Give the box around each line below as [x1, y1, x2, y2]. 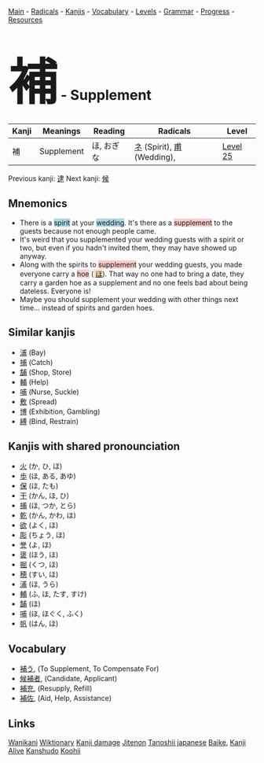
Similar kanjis [8, 326, 76, 339]
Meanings [42, 125, 81, 136]
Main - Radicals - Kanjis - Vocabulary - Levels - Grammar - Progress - [8, 7, 236, 16]
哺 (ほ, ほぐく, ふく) [19, 609, 83, 618]
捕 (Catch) [19, 357, 53, 367]
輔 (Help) [19, 377, 49, 386]
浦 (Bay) [19, 348, 46, 357]
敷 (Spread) [19, 396, 57, 406]
